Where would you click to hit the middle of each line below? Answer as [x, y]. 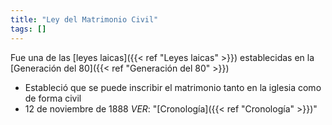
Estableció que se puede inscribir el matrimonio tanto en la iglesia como [173, 87]
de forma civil [53, 98]
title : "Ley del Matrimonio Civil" [84, 19]
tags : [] [28, 29]
